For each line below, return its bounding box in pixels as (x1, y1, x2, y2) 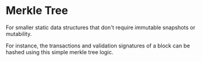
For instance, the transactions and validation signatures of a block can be (5, 42, 190, 49)
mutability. (5, 30, 32, 37)
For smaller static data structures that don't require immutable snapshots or (5, 24, 196, 31)
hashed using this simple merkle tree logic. (5, 48, 114, 55)
